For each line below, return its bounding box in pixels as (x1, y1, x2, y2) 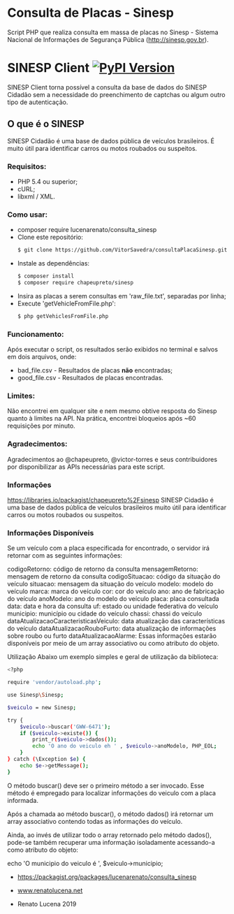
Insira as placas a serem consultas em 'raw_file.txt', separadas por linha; (17, 291, 226, 300)
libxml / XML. (17, 192, 56, 201)
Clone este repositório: (17, 233, 84, 242)
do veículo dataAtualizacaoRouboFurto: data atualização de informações (7, 624, 217, 633)
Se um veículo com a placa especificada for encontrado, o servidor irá (7, 544, 210, 553)
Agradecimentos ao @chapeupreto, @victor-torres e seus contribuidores (7, 455, 218, 463)
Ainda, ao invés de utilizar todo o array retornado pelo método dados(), (7, 830, 212, 839)
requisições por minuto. (7, 421, 75, 430)
